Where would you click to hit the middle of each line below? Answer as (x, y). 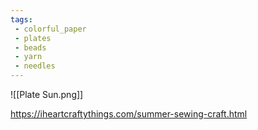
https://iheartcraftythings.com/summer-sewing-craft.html (129, 114)
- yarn (28, 57)
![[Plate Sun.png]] (47, 94)
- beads (30, 47)
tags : (21, 19)
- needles (35, 66)
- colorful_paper (50, 29)
